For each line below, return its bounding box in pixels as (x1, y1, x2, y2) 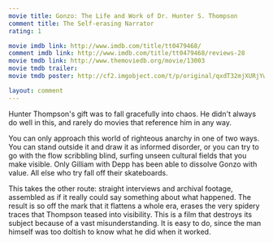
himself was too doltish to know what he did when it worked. (8, 227, 211, 236)
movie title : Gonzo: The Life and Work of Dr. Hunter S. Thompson (8, 11, 238, 20)
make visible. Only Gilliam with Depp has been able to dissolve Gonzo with (8, 159, 258, 169)
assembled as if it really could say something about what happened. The (8, 192, 252, 202)
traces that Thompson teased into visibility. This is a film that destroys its (8, 209, 253, 219)
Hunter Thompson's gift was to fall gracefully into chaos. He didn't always (8, 109, 257, 119)
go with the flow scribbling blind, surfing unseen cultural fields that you (8, 150, 247, 160)
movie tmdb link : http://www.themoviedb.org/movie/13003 (8, 57, 206, 65)
